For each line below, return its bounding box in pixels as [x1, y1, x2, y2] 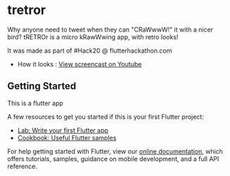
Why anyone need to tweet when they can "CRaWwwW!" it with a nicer [7, 25, 213, 34]
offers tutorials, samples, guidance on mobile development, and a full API [7, 154, 219, 163]
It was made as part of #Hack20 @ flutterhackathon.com [7, 46, 172, 55]
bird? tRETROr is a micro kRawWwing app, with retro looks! [7, 32, 179, 41]
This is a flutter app [7, 99, 63, 107]
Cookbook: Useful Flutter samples [17, 133, 117, 142]
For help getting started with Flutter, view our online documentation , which [7, 147, 224, 156]
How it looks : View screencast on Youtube [17, 60, 142, 68]
